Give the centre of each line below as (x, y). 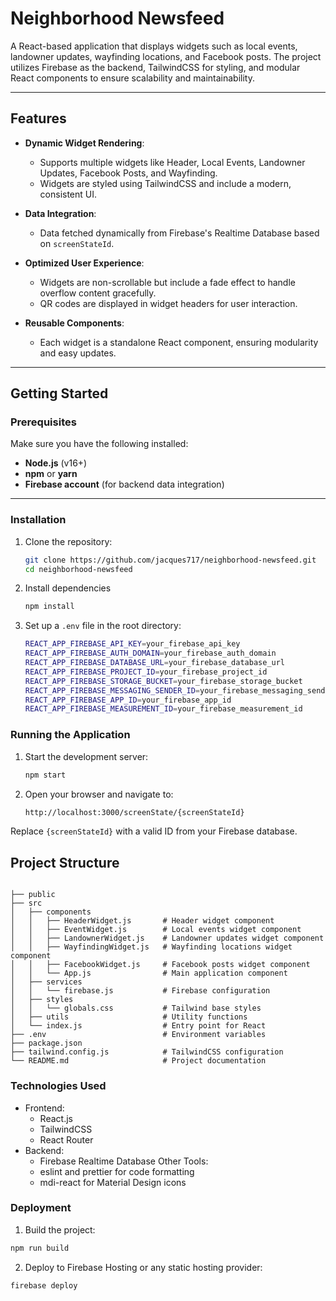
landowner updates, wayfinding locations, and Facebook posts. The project (166, 56)
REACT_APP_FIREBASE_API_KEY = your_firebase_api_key (132, 644)
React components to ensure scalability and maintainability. (132, 78)
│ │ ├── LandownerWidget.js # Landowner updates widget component (167, 938)
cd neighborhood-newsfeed (78, 569)
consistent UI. (68, 194)
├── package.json (46, 1043)
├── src (26, 903)
